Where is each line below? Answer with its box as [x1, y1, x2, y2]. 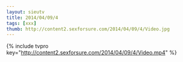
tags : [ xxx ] [6, 20, 36, 26]
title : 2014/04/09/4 [6, 15, 59, 21]
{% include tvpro [6, 43, 49, 50]
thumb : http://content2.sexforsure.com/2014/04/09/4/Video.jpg [6, 26, 170, 32]
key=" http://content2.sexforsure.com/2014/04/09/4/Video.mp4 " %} [6, 49, 178, 57]
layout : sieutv [6, 9, 45, 15]
